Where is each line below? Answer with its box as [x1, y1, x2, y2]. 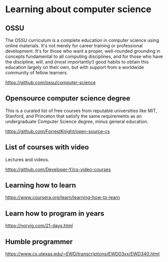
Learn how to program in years [5, 209, 104, 218]
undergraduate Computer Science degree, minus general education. [5, 118, 149, 124]
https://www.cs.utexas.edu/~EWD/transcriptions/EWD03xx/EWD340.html [5, 251, 160, 257]
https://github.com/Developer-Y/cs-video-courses [5, 166, 111, 172]
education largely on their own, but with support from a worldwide [5, 64, 144, 70]
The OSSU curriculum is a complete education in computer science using [5, 37, 159, 43]
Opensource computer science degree [5, 94, 131, 103]
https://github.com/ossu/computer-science [5, 80, 96, 85]
